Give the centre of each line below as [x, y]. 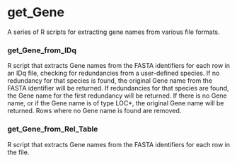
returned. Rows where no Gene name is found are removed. [94, 111]
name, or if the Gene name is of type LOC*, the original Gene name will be [116, 103]
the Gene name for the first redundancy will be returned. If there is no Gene [117, 96]
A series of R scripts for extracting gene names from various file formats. [114, 32]
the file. [18, 152]
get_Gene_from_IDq [42, 50]
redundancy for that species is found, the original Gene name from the [110, 81]
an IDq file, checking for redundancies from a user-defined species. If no [114, 73]
